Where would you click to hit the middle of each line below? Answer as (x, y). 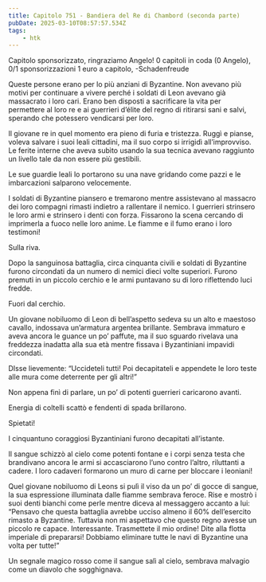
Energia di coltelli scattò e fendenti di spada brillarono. (98, 408)
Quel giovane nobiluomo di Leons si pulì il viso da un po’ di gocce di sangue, (133, 486)
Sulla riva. (25, 248)
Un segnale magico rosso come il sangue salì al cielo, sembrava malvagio (129, 561)
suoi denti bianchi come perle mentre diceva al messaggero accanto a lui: (129, 503)
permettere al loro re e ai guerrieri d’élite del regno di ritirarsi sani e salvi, (127, 110)
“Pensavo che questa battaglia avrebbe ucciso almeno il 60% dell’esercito (130, 512)
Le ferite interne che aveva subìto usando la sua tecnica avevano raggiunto (131, 150)
